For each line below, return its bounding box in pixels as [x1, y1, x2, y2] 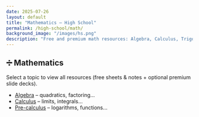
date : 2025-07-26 [6, 8, 49, 15]
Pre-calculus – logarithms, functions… [14, 104, 108, 111]
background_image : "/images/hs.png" [6, 31, 97, 37]
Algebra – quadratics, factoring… [14, 91, 95, 98]
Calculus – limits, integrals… [14, 97, 83, 105]
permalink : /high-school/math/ [6, 25, 84, 31]
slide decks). [6, 80, 37, 87]
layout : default [6, 14, 46, 20]
